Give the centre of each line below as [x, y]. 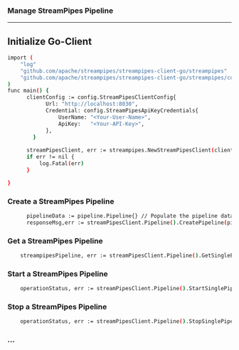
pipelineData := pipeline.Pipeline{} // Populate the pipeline [122, 216]
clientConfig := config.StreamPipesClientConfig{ [101, 97]
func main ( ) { [28, 91]
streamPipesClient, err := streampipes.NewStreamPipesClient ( [120, 150]
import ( [20, 58]
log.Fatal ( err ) [61, 164]
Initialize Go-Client [50, 41]
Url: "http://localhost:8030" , [92, 104]
